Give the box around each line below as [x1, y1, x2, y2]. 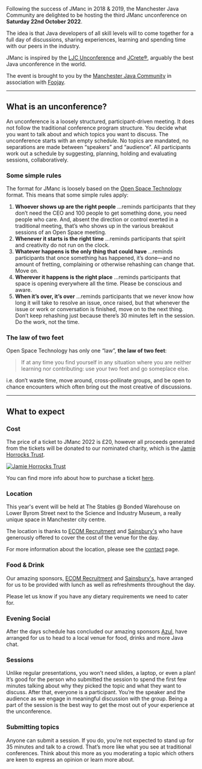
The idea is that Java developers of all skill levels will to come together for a [6, 30, 194, 37]
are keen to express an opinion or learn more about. [6, 756, 135, 763]
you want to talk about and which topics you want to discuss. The [6, 130, 169, 138]
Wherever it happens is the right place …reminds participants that [14, 274, 181, 281]
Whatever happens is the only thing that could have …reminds [14, 248, 173, 255]
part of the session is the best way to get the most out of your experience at [6, 701, 195, 709]
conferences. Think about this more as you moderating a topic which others [6, 749, 194, 756]
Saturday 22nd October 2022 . [6, 18, 83, 25]
